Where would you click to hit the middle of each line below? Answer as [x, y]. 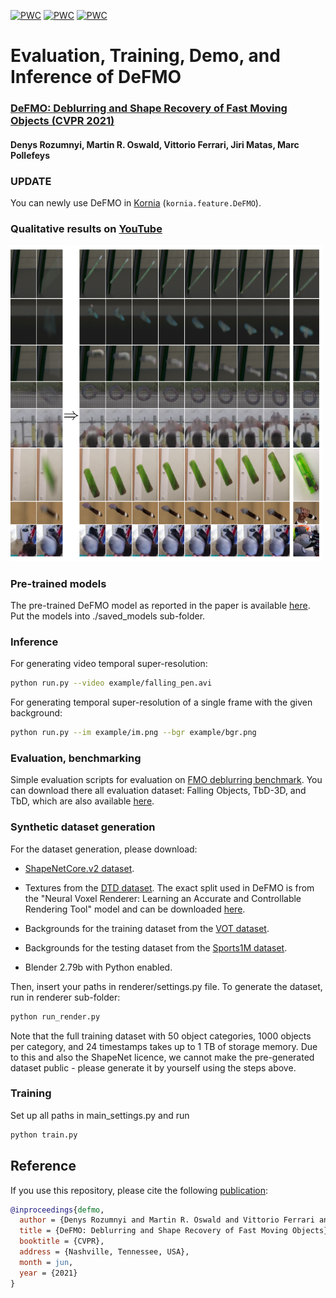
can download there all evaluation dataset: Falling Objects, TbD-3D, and [158, 791]
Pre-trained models [58, 583]
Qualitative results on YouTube [86, 228]
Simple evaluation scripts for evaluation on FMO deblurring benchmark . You [166, 780]
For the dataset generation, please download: [104, 849]
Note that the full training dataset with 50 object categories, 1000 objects [161, 1036]
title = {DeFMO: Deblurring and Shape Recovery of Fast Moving [153, 1231]
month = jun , [46, 1262]
